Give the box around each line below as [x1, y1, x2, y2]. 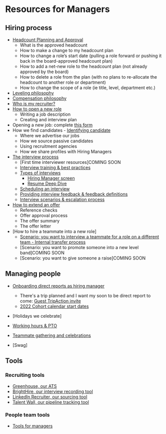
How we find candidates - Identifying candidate [12, 127, 111, 133]
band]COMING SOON [19, 250, 65, 256]
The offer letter [19, 223, 51, 229]
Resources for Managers [5, 4, 110, 15]
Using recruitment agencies [19, 143, 77, 149]
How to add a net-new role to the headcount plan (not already [19, 64, 147, 69]
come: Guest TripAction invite [19, 298, 81, 304]
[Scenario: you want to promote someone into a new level [19, 245, 139, 250]
